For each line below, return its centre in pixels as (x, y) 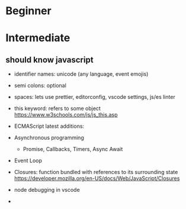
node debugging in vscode (47, 190)
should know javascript (49, 60)
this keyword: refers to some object (57, 108)
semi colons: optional (40, 86)
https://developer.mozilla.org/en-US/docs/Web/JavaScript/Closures (97, 178)
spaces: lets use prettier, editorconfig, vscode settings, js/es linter (94, 97)
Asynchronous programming (49, 138)
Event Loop (28, 160)
